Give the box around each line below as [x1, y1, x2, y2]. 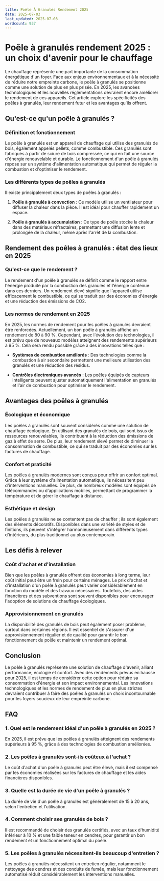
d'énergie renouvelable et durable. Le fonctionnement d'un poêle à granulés [5, 156, 159, 162]
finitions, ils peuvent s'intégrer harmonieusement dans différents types [5, 526, 148, 533]
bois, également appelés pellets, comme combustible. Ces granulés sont [5, 145, 152, 151]
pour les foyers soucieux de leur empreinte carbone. [5, 696, 111, 702]
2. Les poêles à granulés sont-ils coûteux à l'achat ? [5, 753, 131, 760]
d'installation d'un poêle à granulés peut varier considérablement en [5, 582, 143, 588]
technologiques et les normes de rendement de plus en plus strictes [5, 686, 143, 691]
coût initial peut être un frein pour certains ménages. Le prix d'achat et [5, 578, 148, 583]
